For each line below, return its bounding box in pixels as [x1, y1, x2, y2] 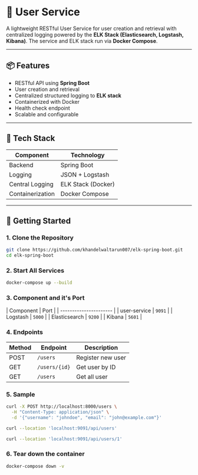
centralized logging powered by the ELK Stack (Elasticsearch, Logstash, [6, 31, 184, 38]
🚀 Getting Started [6, 215, 71, 226]
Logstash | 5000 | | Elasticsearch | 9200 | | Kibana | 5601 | [6, 313, 143, 320]
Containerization [9, 189, 55, 198]
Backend [9, 160, 34, 169]
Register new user [76, 353, 127, 362]
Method [9, 343, 32, 352]
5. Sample [6, 390, 35, 398]
